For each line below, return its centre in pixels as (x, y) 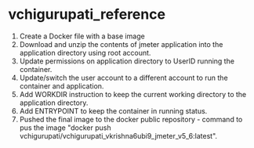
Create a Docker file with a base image (82, 36)
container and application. (62, 86)
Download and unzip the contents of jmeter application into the (121, 44)
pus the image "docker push (65, 128)
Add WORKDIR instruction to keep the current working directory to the (133, 94)
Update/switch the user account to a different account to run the (124, 78)
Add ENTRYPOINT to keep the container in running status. (113, 110)
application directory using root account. (85, 52)
